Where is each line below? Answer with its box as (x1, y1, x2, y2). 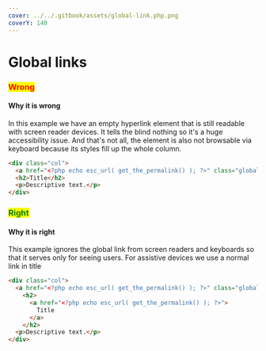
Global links (8, 53, 87, 71)
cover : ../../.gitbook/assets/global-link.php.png (8, 11, 179, 20)
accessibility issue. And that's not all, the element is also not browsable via (8, 135, 252, 145)
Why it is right (8, 227, 55, 236)
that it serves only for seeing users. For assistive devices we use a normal (8, 253, 249, 262)
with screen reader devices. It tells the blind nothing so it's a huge (8, 127, 223, 136)
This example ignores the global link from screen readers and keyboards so (8, 245, 255, 254)
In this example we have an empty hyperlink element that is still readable (8, 118, 245, 128)
